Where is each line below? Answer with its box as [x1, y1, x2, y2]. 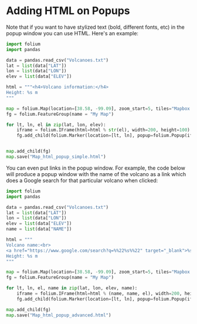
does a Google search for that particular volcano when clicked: [6, 177, 158, 184]
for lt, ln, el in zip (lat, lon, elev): [6, 122, 107, 127]
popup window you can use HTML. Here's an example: [6, 29, 139, 36]
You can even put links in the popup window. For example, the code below [6, 164, 186, 171]
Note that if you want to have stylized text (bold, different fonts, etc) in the [6, 23, 185, 31]
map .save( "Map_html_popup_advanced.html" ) [6, 312, 111, 318]
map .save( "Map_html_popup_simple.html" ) [6, 154, 107, 160]
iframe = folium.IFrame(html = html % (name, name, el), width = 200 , [16, 291, 182, 297]
